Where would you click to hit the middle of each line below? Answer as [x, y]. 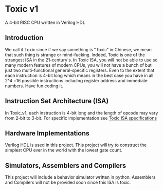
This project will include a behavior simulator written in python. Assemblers [80, 177]
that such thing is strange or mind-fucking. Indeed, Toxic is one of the [75, 55]
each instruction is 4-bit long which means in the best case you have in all [79, 75]
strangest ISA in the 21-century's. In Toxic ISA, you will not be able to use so [81, 60]
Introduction [24, 38]
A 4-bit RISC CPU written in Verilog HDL [45, 22]
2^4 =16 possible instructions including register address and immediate [76, 80]
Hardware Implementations [47, 133]
